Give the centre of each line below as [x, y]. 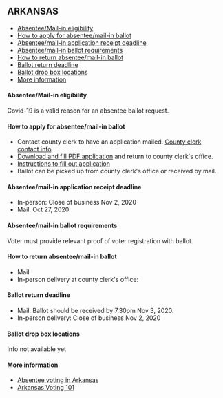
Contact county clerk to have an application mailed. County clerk [109, 142]
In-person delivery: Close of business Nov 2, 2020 [89, 318]
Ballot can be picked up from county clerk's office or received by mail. [117, 171]
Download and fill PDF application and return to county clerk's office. [115, 157]
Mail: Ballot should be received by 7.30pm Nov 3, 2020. [95, 311]
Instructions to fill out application [63, 164]
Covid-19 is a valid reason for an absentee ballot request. [88, 111]
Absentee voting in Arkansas [58, 380]
